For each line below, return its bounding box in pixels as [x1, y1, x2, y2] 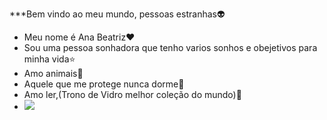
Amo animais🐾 [23, 68, 84, 79]
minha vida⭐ [23, 53, 76, 65]
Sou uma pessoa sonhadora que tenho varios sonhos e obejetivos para [23, 42, 318, 53]
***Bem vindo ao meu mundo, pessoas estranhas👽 [9, 8, 226, 20]
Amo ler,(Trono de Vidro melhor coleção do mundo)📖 [23, 89, 242, 100]
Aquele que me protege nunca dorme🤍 [23, 78, 185, 90]
